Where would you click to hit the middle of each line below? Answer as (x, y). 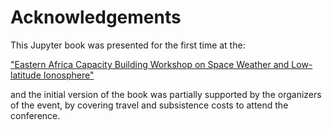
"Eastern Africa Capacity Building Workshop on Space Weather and (150, 64)
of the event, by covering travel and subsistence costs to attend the (149, 105)
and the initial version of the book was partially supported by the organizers (166, 94)
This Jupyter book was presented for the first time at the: (128, 45)
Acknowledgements (96, 17)
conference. (35, 115)
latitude (26, 75)
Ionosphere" (69, 75)
